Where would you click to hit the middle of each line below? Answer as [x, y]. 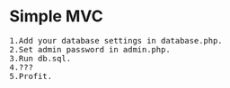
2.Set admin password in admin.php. [90, 49]
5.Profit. [31, 76]
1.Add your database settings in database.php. [116, 40]
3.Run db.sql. [40, 58]
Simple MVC [56, 16]
